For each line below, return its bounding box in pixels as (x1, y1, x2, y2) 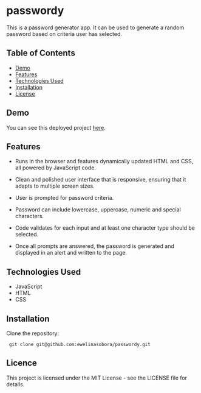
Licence (6, 358, 38, 369)
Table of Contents (6, 48, 76, 58)
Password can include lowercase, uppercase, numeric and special (15, 206, 181, 213)
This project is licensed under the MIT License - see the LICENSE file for (6, 374, 187, 381)
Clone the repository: (6, 330, 60, 337)
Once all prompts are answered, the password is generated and (15, 243, 174, 250)
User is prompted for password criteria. (15, 194, 114, 202)
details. (6, 380, 25, 388)
